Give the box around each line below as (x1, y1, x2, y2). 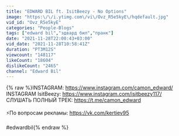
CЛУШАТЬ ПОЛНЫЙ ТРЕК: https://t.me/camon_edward (6, 97, 142, 104)
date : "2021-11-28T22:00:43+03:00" (6, 36, 93, 41)
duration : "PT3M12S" (6, 47, 57, 53)
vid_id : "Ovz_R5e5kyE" (6, 19, 61, 25)
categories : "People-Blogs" (6, 25, 75, 31)
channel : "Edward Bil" (6, 68, 61, 74)
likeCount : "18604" (6, 57, 54, 63)
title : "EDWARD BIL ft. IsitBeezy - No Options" (6, 8, 127, 15)
